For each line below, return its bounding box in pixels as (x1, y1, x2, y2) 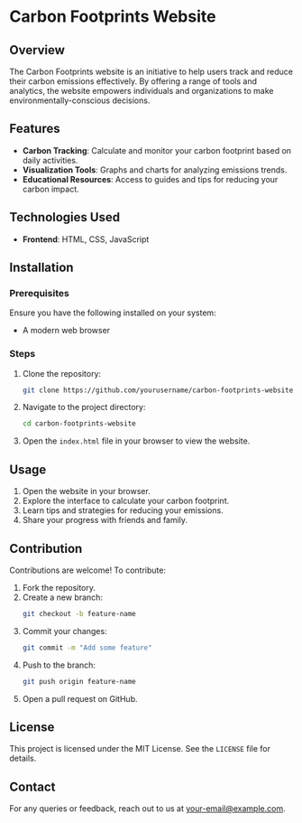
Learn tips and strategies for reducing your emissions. (22, 505, 224, 516)
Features (9, 121, 60, 136)
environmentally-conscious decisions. (9, 95, 151, 106)
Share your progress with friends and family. (22, 515, 188, 526)
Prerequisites (9, 286, 69, 299)
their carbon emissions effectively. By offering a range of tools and (9, 76, 257, 87)
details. (9, 753, 37, 764)
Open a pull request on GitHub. (22, 693, 138, 704)
